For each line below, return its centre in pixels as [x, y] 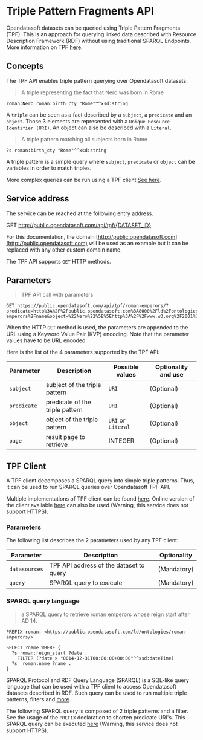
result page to [66, 437]
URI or [117, 420]
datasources [27, 569]
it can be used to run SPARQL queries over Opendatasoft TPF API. [89, 487]
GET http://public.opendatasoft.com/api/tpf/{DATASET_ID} [79, 225]
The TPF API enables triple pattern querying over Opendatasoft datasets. [97, 80]
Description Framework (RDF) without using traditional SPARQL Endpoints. [99, 41]
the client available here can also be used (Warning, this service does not [98, 505]
